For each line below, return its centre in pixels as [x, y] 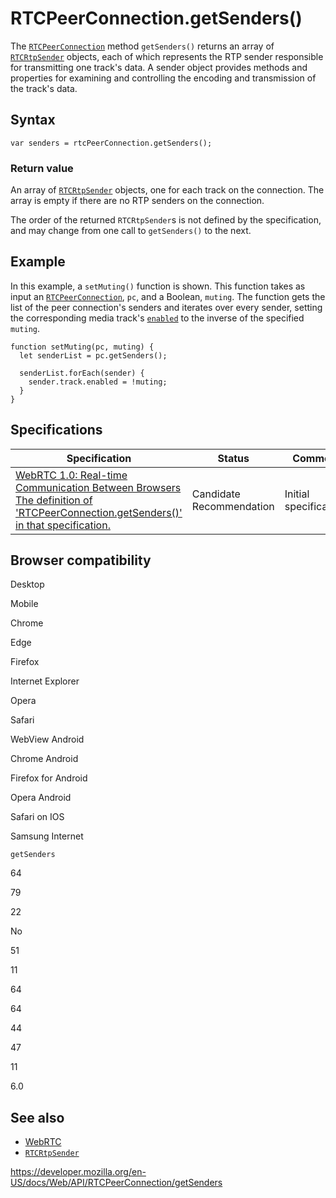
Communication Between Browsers [98, 487]
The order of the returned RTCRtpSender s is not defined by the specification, [166, 220]
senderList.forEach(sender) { [82, 373]
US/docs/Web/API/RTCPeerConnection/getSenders [116, 1183]
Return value [42, 168]
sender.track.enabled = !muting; [98, 382]
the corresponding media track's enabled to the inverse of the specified [157, 318]
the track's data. [44, 88]
